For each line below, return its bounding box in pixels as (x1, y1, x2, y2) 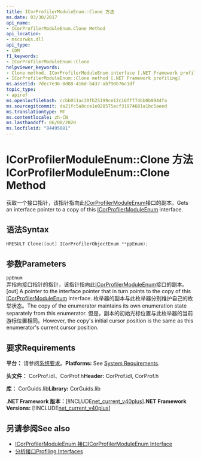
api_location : (6, 31, 42, 37)
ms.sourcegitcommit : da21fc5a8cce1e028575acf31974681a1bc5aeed (6, 103, 167, 109)
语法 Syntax (6, 225, 49, 235)
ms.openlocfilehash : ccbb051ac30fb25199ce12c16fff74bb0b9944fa (6, 97, 167, 103)
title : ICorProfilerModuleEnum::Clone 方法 (6, 8, 115, 15)
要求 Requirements (6, 343, 76, 353)
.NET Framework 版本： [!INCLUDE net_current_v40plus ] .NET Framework (6, 398, 187, 405)
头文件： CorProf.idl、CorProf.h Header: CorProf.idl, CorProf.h (6, 373, 159, 380)
